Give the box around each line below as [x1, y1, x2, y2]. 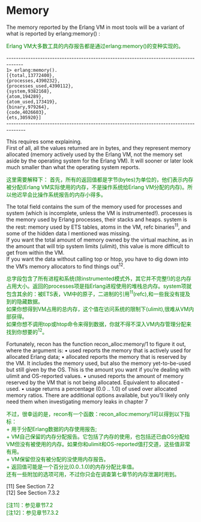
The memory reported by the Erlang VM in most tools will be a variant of [6, 23, 185, 31]
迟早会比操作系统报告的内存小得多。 [16, 191, 106, 198]
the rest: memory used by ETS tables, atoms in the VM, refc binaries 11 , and [6, 222, 191, 231]
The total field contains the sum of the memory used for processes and [6, 203, 182, 210]
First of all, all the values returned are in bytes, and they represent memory [6, 144, 191, 151]
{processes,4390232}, [6, 78, 61, 84]
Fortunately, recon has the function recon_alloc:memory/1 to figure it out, [6, 340, 186, 347]
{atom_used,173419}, [6, 99, 58, 105]
